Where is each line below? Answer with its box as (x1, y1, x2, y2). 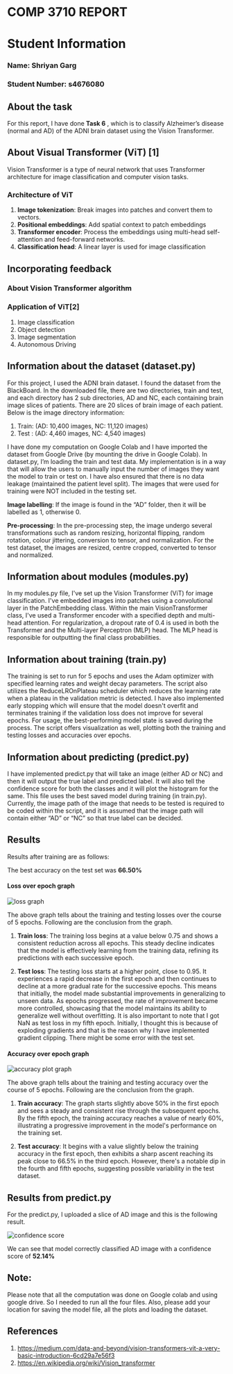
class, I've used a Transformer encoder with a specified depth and (7, 611, 197, 620)
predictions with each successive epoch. (17, 954, 135, 962)
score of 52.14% (7, 1252, 55, 1261)
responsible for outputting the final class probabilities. (7, 634, 162, 642)
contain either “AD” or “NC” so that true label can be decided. (7, 814, 183, 822)
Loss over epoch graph (7, 881, 75, 890)
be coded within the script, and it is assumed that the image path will (7, 806, 204, 815)
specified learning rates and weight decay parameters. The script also (7, 679, 208, 688)
